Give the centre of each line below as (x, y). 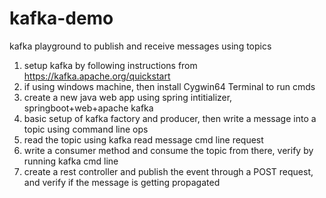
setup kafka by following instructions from (110, 65)
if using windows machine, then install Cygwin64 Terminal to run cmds (169, 86)
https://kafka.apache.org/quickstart (97, 76)
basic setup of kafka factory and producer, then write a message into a (170, 118)
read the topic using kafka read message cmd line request (143, 139)
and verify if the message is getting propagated (122, 182)
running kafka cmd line (71, 161)
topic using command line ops (86, 129)
